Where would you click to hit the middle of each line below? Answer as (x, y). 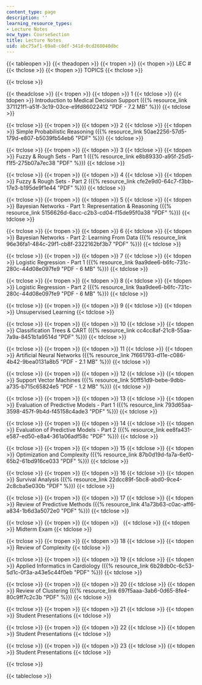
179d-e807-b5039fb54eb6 (40, 138)
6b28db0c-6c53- (172, 566)
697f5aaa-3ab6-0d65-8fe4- (154, 590)
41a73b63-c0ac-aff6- (169, 504)
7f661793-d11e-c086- (158, 355)
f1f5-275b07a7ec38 (31, 163)
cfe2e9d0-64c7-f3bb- (165, 181)
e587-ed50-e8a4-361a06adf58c (47, 436)
